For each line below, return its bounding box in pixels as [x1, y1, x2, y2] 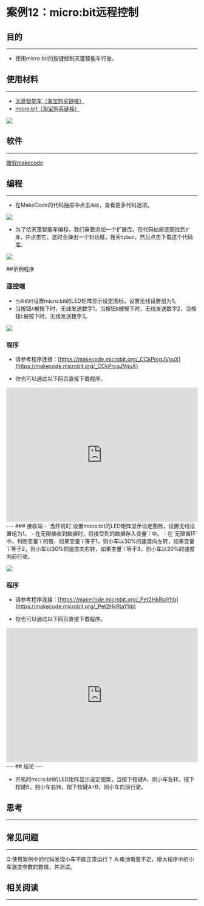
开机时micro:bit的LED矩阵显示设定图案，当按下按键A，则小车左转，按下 [15, 775, 195, 783]
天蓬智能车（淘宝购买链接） [15, 97, 85, 104]
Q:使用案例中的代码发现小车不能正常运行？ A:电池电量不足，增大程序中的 [6, 855, 189, 863]
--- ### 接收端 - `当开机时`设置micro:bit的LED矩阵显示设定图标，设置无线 [6, 522, 190, 529]
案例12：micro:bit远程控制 [6, 5, 139, 19]
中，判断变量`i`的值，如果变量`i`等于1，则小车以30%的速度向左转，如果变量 [6, 537, 195, 545]
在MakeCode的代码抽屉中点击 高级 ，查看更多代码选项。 [15, 202, 153, 209]
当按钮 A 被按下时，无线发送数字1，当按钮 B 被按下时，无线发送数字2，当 [15, 305, 191, 312]
